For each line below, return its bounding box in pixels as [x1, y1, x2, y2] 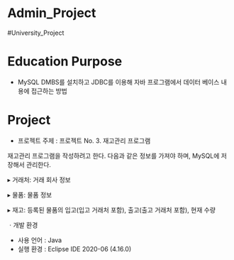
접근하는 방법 [30, 87, 67, 95]
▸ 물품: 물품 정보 [7, 190, 52, 199]
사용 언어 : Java [17, 236, 62, 244]
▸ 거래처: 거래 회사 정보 [7, 175, 71, 184]
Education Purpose [7, 53, 123, 70]
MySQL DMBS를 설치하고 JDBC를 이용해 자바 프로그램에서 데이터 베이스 [17, 77, 220, 86]
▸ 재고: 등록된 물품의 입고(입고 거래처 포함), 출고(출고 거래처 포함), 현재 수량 [7, 205, 216, 214]
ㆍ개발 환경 [7, 220, 38, 229]
